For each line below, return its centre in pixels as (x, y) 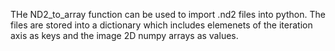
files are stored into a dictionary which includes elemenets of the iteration (161, 25)
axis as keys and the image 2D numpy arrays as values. (124, 35)
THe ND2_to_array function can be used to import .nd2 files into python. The (168, 14)
